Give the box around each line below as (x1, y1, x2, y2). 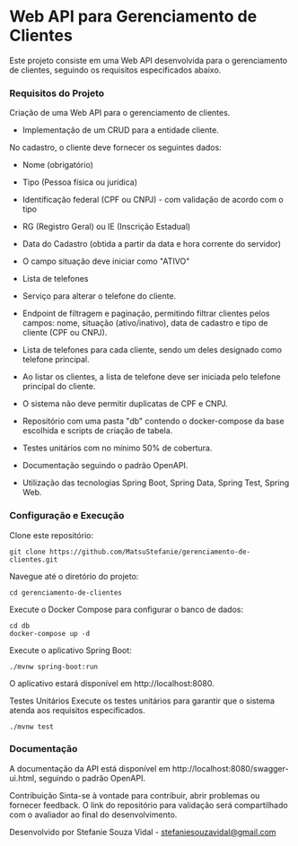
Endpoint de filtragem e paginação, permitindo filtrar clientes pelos (22, 308, 271, 319)
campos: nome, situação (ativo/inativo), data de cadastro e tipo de (22, 318, 268, 328)
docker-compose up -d (9, 629, 91, 638)
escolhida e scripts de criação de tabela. (22, 425, 173, 436)
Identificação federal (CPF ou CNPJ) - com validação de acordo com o (22, 195, 285, 205)
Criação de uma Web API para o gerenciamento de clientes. (9, 108, 231, 118)
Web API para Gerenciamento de (9, 6, 258, 27)
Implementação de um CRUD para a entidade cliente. (22, 125, 220, 135)
